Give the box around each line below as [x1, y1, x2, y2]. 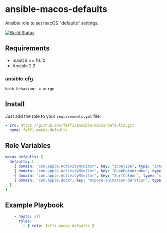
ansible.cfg [5, 75, 33, 82]
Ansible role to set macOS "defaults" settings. [5, 20, 99, 26]
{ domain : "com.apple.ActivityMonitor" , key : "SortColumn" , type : [14, 173, 155, 178]
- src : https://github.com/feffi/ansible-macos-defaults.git [5, 123, 135, 128]
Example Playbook [5, 201, 64, 209]
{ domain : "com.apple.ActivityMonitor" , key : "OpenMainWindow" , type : [14, 169, 164, 174]
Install [5, 100, 25, 108]
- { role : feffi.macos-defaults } [23, 223, 94, 228]
